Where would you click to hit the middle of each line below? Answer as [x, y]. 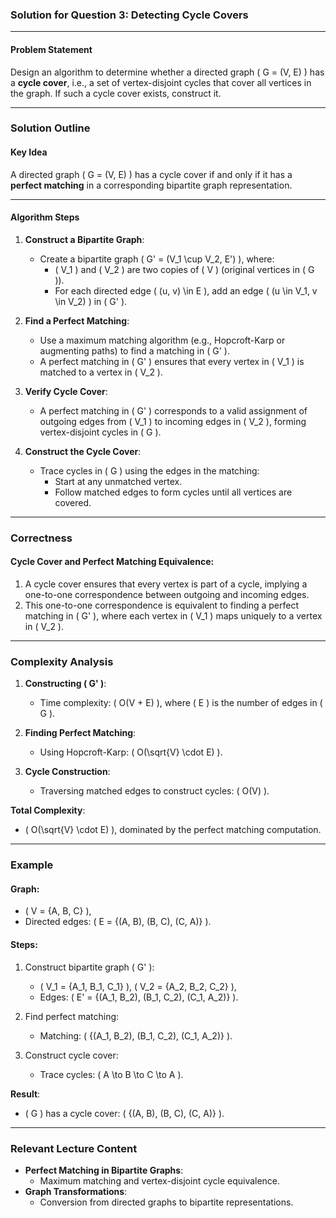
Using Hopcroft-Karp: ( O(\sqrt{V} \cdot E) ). [131, 752]
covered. [73, 502]
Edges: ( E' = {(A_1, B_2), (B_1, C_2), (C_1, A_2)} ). [139, 997]
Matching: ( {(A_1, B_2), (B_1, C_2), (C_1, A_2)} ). [136, 1035]
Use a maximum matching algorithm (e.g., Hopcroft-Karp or [162, 340]
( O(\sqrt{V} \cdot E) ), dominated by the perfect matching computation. [173, 830]
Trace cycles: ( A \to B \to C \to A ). [111, 1074]
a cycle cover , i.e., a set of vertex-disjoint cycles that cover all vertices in [161, 82]
